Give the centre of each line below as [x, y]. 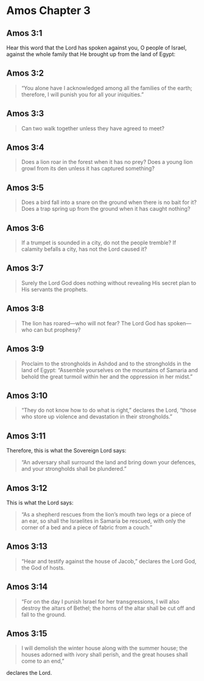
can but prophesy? [57, 330]
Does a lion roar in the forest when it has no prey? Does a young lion [107, 162]
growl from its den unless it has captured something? [88, 169]
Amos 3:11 [26, 436]
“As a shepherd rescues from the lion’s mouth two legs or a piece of [106, 514]
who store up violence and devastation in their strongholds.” [97, 417]
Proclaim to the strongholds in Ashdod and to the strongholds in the [106, 364]
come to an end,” [43, 661]
